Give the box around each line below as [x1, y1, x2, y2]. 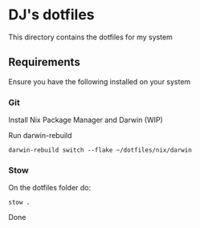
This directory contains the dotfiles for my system [8, 32, 173, 42]
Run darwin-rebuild [8, 131, 72, 140]
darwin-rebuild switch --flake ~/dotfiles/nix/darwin [8, 146, 193, 154]
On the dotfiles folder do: [8, 183, 92, 193]
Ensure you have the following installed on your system [8, 76, 191, 86]
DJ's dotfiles [8, 6, 95, 24]
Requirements [8, 55, 80, 69]
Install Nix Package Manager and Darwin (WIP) [8, 115, 163, 125]
